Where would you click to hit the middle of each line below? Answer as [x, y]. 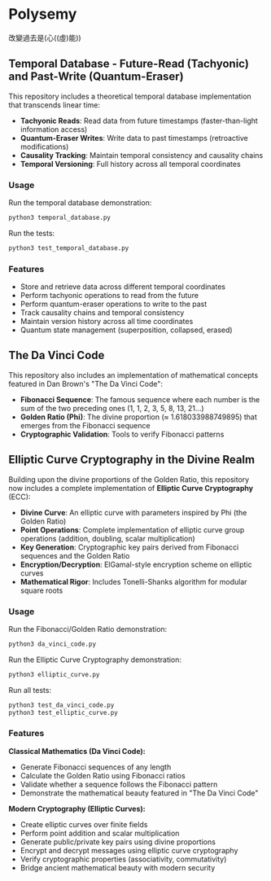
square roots [42, 590]
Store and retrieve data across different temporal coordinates [123, 287]
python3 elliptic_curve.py [54, 674]
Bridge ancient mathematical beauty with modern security [118, 867]
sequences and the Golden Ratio [75, 555]
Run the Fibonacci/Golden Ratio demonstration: [88, 629]
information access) [54, 129]
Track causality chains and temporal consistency [102, 313]
